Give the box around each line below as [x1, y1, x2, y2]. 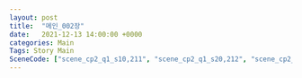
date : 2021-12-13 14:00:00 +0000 [9, 30, 143, 39]
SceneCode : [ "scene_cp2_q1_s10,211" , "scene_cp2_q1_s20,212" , [9, 55, 247, 64]
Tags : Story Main [9, 47, 75, 56]
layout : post [9, 13, 58, 22]
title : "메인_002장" [9, 22, 85, 30]
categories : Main [9, 38, 75, 48]
